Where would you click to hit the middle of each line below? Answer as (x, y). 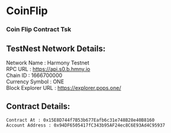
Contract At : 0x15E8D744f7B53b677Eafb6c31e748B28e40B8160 (80, 120)
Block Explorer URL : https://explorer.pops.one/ (64, 87)
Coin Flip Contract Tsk (39, 30)
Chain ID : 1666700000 (34, 75)
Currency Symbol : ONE (35, 82)
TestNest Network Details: (56, 48)
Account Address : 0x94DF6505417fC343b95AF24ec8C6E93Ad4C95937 (86, 125)
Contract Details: (38, 107)
